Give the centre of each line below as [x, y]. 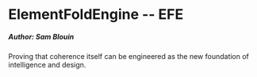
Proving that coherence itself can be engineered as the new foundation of [129, 57]
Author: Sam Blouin [41, 36]
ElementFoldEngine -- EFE [96, 15]
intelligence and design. [47, 65]
